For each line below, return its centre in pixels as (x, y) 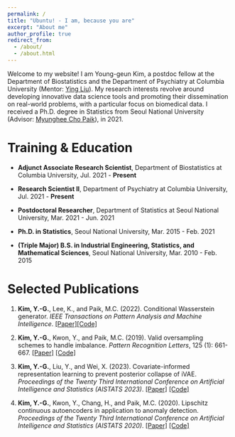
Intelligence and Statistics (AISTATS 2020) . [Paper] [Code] (103, 425)
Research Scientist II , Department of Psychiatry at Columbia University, (123, 188)
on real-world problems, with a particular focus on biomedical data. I (108, 104)
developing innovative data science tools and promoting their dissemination (118, 96)
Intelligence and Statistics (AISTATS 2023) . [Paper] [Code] (103, 389)
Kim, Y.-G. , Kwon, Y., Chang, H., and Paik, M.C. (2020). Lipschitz (113, 403)
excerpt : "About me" (38, 27)
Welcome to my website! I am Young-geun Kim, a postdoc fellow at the (111, 74)
